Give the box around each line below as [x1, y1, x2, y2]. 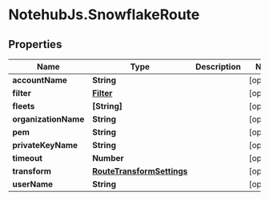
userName [12, 178, 54, 190]
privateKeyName [12, 140, 78, 150]
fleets [12, 101, 35, 111]
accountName [12, 74, 68, 86]
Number [91, 153, 124, 163]
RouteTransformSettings [91, 166, 188, 177]
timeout [12, 153, 42, 163]
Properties [8, 38, 62, 51]
